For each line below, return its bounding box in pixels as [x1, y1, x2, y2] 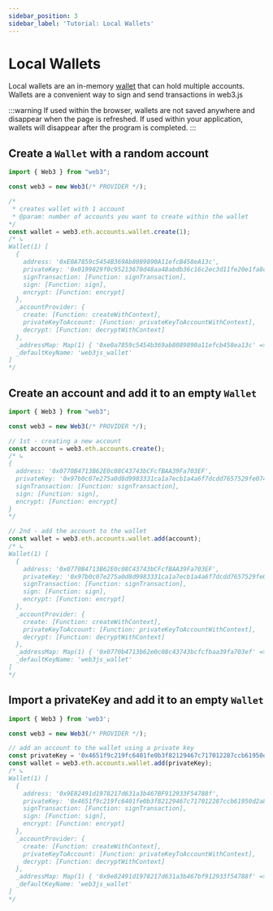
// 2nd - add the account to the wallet [8, 527, 148, 536]
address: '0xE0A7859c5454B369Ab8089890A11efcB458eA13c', [23, 258, 220, 266]
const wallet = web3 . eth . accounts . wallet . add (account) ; [8, 535, 201, 543]
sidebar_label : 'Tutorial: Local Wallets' [8, 20, 154, 28]
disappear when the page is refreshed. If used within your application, [8, 115, 244, 124]
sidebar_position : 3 [8, 11, 79, 20]
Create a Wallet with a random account [8, 146, 209, 160]
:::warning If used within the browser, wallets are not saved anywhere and [8, 106, 256, 115]
